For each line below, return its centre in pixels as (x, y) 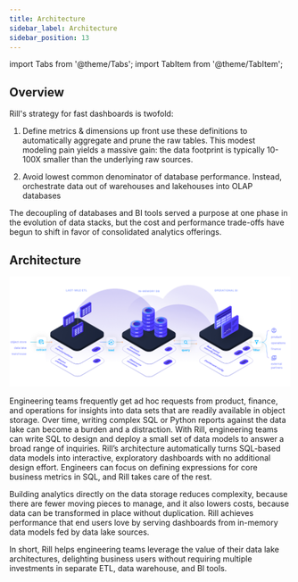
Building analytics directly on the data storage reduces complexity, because (149, 495)
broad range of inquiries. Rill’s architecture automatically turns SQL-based (145, 449)
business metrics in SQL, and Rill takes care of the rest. (111, 477)
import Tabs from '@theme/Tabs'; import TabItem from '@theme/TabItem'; (146, 64)
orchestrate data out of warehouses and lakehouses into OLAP (137, 187)
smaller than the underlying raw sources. (118, 160)
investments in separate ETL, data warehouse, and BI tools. (118, 569)
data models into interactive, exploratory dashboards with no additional (140, 458)
